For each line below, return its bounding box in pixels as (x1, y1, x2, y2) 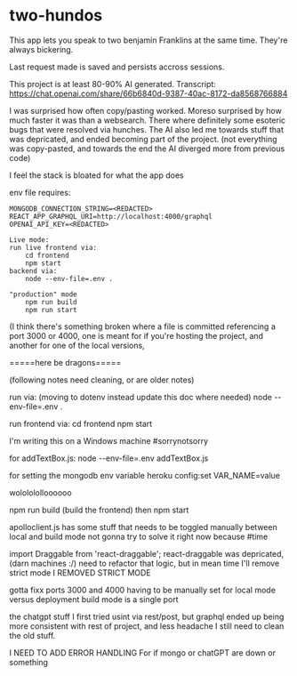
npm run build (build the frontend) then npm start (9, 504, 189, 515)
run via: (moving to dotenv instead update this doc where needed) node (9, 391, 273, 402)
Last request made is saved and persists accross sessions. (9, 61, 225, 72)
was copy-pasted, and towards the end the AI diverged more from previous (9, 143, 285, 154)
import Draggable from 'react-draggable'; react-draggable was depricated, (9, 548, 285, 559)
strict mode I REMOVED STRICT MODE (9, 567, 151, 578)
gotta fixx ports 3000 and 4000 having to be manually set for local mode (9, 584, 276, 595)
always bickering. (9, 44, 74, 54)
